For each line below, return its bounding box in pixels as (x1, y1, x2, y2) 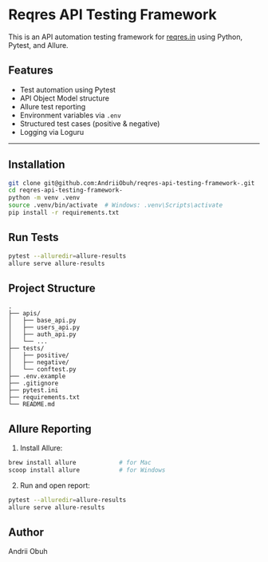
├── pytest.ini (8, 386, 59, 394)
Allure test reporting (19, 101, 86, 111)
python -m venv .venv (8, 194, 81, 202)
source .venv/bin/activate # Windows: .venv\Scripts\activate (8, 201, 223, 209)
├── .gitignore (8, 379, 59, 388)
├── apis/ (8, 310, 41, 318)
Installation (8, 158, 65, 172)
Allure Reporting (8, 421, 92, 436)
